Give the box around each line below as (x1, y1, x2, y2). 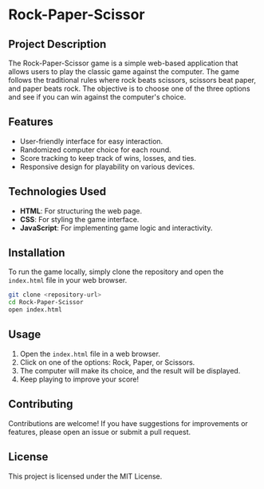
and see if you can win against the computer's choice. (8, 92, 187, 101)
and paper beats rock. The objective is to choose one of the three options (8, 84, 250, 93)
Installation (8, 246, 65, 260)
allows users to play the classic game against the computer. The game (8, 67, 239, 76)
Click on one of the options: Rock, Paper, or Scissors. (19, 357, 195, 367)
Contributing (8, 397, 73, 411)
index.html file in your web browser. (8, 276, 128, 285)
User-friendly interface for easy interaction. (19, 136, 164, 146)
